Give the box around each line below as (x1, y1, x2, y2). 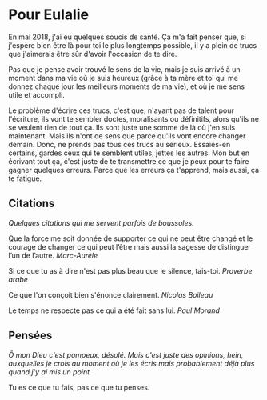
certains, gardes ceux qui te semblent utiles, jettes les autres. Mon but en (8, 148, 250, 158)
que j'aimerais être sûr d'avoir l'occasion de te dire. (8, 49, 177, 58)
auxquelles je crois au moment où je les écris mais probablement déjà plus (8, 358, 255, 368)
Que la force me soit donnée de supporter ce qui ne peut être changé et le (8, 234, 253, 243)
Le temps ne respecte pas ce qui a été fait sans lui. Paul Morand (8, 306, 220, 315)
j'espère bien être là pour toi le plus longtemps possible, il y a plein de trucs (8, 40, 257, 50)
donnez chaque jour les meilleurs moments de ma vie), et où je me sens (8, 82, 245, 91)
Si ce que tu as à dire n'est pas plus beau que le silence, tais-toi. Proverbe (8, 266, 253, 275)
